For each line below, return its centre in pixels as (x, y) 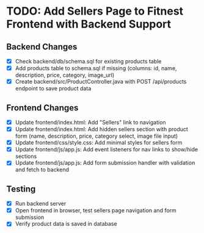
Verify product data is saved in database (66, 224)
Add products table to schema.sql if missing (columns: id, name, (96, 68)
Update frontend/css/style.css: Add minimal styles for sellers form (99, 143)
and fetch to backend (42, 170)
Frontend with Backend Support (89, 24)
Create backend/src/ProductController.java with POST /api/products (101, 82)
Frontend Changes (42, 108)
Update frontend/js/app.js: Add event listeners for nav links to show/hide (107, 149)
